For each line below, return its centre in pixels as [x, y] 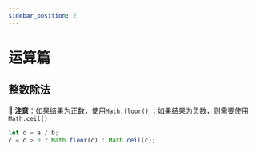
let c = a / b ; [34, 133]
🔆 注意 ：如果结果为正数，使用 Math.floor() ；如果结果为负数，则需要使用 [129, 110]
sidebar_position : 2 [43, 16]
